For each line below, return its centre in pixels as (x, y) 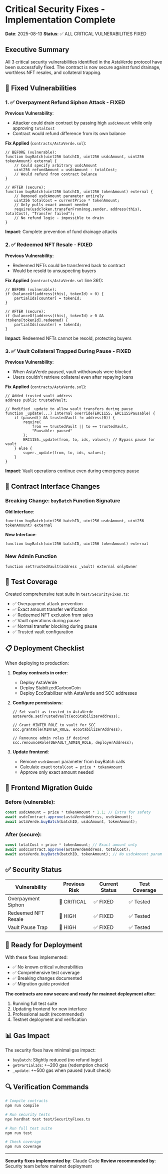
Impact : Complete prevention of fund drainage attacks (61, 232)
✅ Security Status (33, 870)
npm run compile (22, 1105)
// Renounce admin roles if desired (50, 738)
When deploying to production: (37, 663)
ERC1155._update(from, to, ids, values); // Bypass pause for (89, 440)
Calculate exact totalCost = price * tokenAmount (71, 767)
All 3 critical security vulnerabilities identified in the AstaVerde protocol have (84, 62)
